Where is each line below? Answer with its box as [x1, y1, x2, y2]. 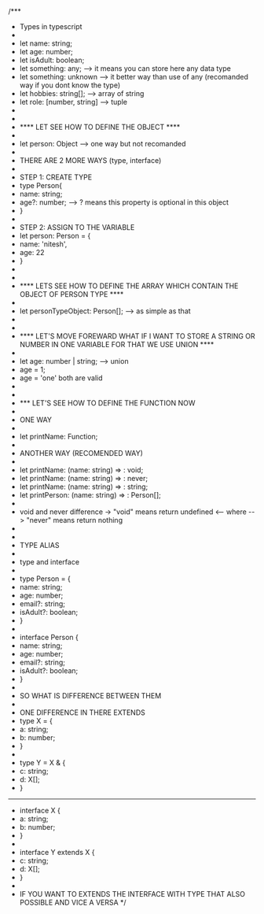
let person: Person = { [19, 231, 91, 240]
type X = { [19, 716, 53, 725]
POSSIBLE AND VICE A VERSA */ [19, 897, 127, 907]
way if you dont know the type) [19, 80, 121, 90]
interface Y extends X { [19, 848, 95, 857]
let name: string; [19, 39, 73, 48]
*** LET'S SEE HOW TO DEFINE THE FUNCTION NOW [19, 398, 196, 408]
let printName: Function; [19, 432, 98, 441]
